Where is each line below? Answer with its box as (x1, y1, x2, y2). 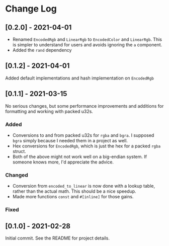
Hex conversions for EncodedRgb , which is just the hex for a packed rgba (12, 143, 161, 149)
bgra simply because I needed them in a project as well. (12, 137, 128, 143)
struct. (12, 148, 26, 154)
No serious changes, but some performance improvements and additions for (5, 103, 164, 109)
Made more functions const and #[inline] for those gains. (12, 194, 134, 200)
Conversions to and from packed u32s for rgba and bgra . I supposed (12, 132, 154, 138)
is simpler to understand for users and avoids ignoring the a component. (12, 42, 162, 48)
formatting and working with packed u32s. (5, 108, 93, 114)
